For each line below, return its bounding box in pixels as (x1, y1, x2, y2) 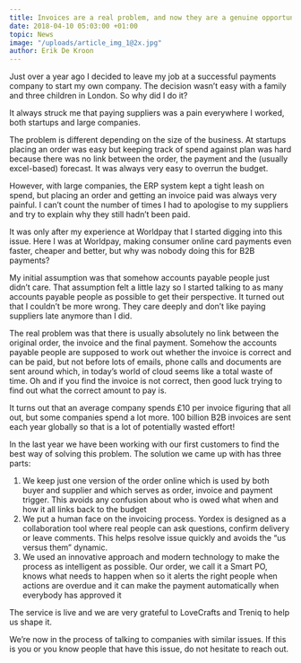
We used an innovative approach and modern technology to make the (21, 552, 280, 563)
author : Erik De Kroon (9, 47, 94, 56)
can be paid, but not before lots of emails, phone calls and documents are (9, 356, 282, 368)
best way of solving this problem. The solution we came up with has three (9, 449, 282, 459)
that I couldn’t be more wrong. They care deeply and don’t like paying (9, 301, 266, 312)
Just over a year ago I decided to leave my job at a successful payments (9, 71, 277, 82)
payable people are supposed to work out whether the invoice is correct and (9, 347, 292, 358)
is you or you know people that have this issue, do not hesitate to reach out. (9, 643, 289, 655)
